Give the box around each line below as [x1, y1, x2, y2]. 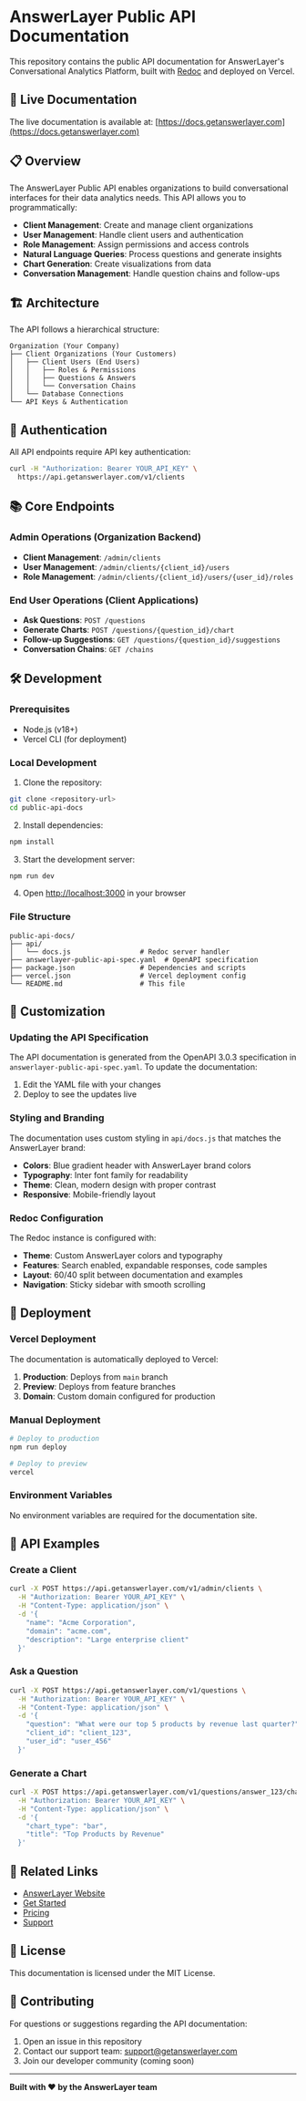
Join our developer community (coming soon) [22, 2054, 195, 2066]
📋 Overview [9, 153, 82, 170]
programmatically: [9, 202, 77, 212]
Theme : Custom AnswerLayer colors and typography [22, 1249, 223, 1260]
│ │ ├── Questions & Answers [9, 374, 137, 383]
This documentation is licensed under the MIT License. [9, 1967, 216, 1978]
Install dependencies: [22, 819, 104, 831]
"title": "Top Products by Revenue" [25, 1830, 166, 1839]
